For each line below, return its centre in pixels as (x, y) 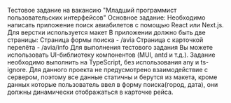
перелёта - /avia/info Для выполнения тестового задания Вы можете (110, 47)
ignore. (17, 70)
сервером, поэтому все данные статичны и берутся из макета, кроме (112, 77)
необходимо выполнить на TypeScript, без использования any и (103, 62)
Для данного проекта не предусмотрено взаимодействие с (119, 70)
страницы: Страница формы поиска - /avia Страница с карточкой (105, 40)
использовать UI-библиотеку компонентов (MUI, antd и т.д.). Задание (111, 55)
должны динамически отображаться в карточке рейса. (90, 92)
